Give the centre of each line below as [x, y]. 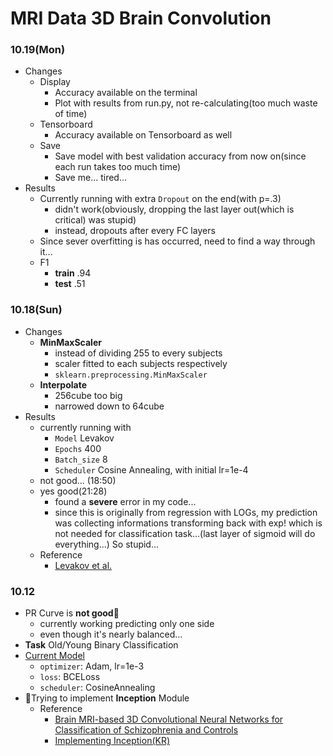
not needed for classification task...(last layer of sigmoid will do [185, 533]
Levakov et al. [83, 565]
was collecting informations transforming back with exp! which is [188, 523]
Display [55, 82]
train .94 [73, 273]
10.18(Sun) [36, 310]
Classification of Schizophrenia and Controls [146, 730]
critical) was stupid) [95, 220]
